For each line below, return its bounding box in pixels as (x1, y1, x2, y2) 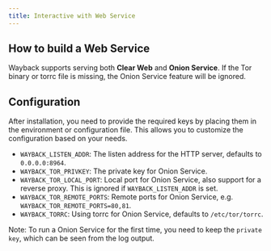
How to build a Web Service (8, 42, 150, 56)
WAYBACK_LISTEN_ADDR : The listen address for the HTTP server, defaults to (19, 149, 263, 159)
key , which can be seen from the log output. (8, 233, 155, 243)
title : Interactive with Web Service (8, 11, 136, 20)
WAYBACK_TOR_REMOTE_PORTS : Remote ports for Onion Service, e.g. (19, 192, 234, 202)
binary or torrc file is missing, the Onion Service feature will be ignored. (8, 72, 247, 82)
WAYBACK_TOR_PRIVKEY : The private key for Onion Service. (19, 166, 208, 176)
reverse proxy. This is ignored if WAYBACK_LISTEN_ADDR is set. (19, 183, 218, 194)
